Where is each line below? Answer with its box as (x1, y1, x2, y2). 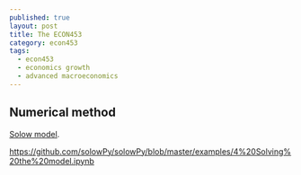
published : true (9, 13, 70, 22)
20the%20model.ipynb (9, 155, 94, 166)
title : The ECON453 (9, 30, 83, 39)
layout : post (9, 22, 58, 31)
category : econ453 (9, 38, 78, 48)
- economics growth (17, 64, 91, 73)
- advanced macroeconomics (17, 72, 119, 81)
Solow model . (9, 128, 60, 139)
